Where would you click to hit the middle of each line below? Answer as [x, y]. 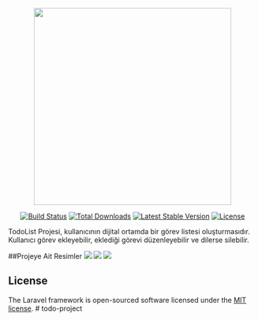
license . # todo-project [45, 308]
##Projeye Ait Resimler [45, 256]
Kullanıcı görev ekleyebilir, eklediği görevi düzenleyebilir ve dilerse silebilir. [129, 240]
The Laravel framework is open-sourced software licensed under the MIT [127, 300]
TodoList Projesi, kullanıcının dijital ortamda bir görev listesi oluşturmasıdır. [129, 231]
